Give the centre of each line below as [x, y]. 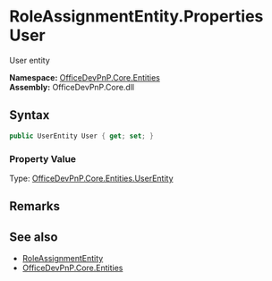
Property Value [43, 158]
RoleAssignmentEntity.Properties [136, 17]
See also [34, 237]
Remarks [35, 206]
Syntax [30, 115]
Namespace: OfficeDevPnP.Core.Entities [85, 77]
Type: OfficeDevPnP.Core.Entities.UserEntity [91, 178]
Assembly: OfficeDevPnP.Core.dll [72, 87]
